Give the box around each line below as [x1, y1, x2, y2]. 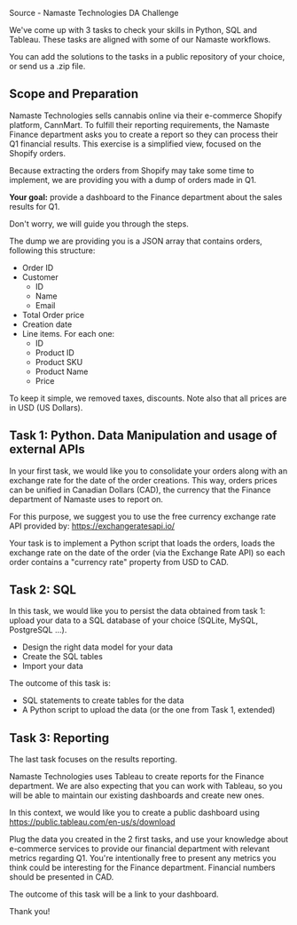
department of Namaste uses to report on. [9, 493, 164, 505]
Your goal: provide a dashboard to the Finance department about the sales [9, 191, 283, 203]
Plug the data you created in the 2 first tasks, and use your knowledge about [9, 834, 289, 845]
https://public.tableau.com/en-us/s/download [9, 817, 176, 827]
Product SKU [35, 356, 83, 367]
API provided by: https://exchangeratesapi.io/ [9, 520, 176, 531]
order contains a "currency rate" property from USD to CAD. [9, 556, 229, 567]
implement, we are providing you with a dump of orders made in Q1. [9, 174, 257, 185]
